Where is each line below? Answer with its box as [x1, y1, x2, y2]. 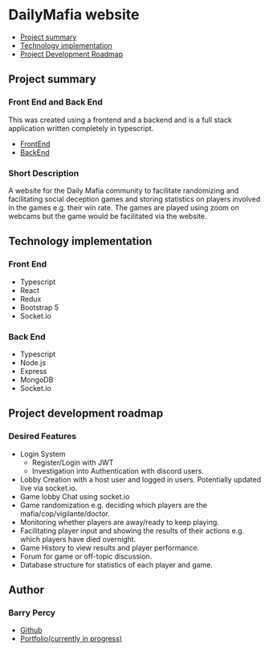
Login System [19, 449, 66, 458]
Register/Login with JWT [31, 458, 114, 467]
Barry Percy [8, 607, 56, 618]
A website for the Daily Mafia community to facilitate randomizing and [8, 185, 239, 195]
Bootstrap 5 [19, 303, 59, 312]
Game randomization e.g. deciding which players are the [19, 500, 207, 510]
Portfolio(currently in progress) [19, 634, 123, 644]
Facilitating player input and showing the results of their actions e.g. [19, 526, 245, 535]
